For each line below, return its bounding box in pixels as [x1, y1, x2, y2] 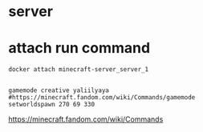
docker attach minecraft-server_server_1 [8, 66, 149, 74]
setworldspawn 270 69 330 [8, 101, 95, 109]
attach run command [8, 39, 151, 58]
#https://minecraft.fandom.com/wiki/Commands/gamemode [8, 94, 196, 102]
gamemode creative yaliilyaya [8, 86, 110, 94]
